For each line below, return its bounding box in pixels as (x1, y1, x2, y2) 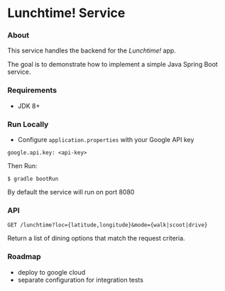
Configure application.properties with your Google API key (17, 136, 194, 144)
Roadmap (7, 252, 41, 262)
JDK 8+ (17, 101, 40, 110)
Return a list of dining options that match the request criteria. (7, 234, 186, 243)
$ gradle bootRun (7, 175, 59, 182)
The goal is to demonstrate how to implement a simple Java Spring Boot (7, 60, 218, 69)
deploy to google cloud (17, 268, 86, 276)
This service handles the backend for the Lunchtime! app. (7, 46, 176, 55)
